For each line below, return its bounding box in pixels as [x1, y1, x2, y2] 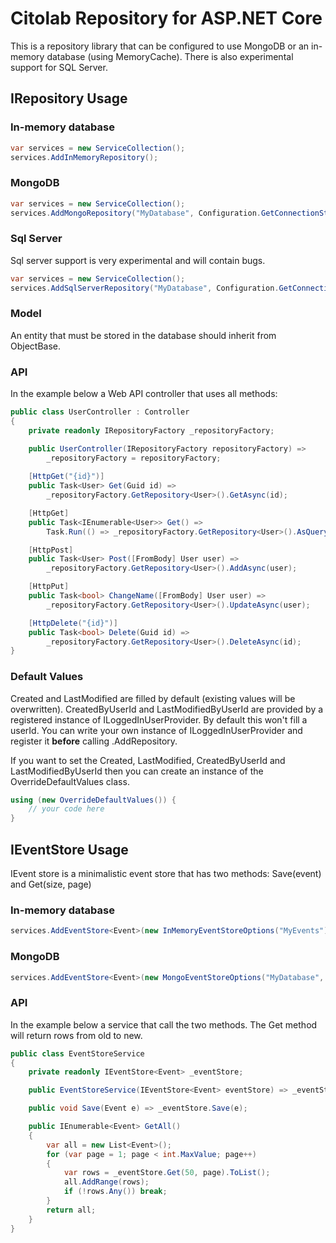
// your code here [28, 804, 105, 814]
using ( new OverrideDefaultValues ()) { [10, 795, 177, 805]
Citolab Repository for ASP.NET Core [10, 7, 323, 30]
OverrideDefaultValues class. [10, 775, 130, 787]
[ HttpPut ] [28, 582, 70, 592]
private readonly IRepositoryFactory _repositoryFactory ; [28, 425, 275, 436]
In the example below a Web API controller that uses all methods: [10, 388, 278, 400]
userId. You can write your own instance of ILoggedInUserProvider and [10, 724, 303, 736]
